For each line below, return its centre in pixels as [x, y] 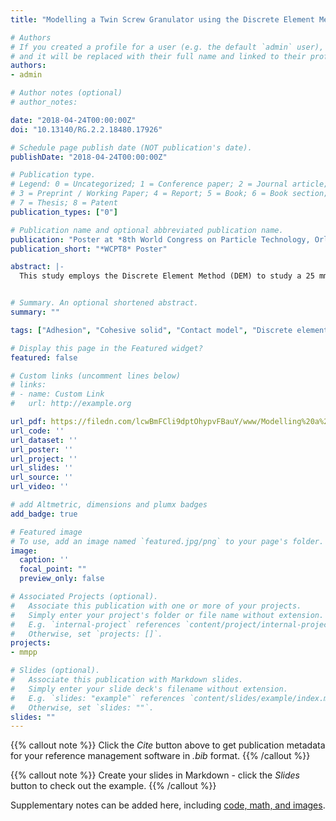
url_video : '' [40, 487]
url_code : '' [37, 431]
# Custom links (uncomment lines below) [96, 376]
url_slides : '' [42, 468]
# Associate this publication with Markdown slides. [127, 680]
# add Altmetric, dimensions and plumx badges [109, 505]
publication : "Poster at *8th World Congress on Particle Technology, [160, 239]
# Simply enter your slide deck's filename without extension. [149, 689]
